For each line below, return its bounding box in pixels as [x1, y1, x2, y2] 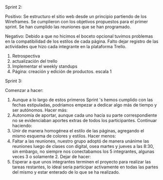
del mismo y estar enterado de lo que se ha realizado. [12, 169, 120, 175]
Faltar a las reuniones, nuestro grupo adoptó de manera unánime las [12, 138, 149, 144]
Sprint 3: [5, 78, 22, 84]
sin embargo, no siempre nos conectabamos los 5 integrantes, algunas [12, 148, 155, 154]
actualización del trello [12, 58, 57, 64]
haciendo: [12, 123, 33, 128]
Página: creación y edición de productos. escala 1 [12, 69, 112, 74]
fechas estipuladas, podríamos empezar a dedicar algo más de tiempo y [12, 102, 157, 108]
